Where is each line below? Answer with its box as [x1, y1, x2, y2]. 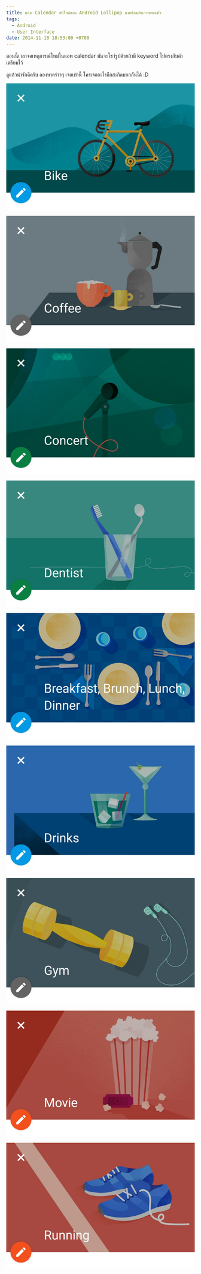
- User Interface [11, 29, 55, 35]
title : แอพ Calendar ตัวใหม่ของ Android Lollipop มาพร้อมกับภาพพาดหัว [6, 10, 162, 16]
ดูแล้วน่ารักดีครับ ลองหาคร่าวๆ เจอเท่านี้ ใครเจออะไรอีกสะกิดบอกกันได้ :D [6, 71, 149, 78]
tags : [6, 16, 20, 22]
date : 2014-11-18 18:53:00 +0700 [6, 35, 90, 41]
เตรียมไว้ [6, 59, 23, 66]
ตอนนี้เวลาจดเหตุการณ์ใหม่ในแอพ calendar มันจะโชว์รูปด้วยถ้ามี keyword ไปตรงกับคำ [6, 52, 183, 59]
